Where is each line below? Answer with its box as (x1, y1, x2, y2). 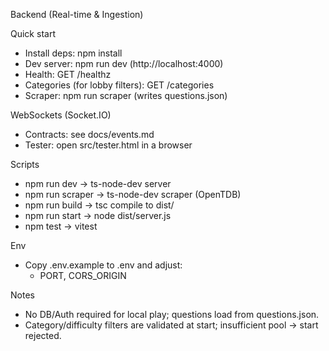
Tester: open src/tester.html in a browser (24, 139, 193, 151)
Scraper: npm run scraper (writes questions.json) (24, 90, 228, 101)
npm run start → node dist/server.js (24, 210, 172, 221)
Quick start (10, 28, 56, 39)
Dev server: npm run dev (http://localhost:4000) (24, 58, 224, 69)
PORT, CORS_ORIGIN (39, 270, 127, 281)
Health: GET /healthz (24, 69, 112, 80)
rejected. (24, 330, 62, 341)
